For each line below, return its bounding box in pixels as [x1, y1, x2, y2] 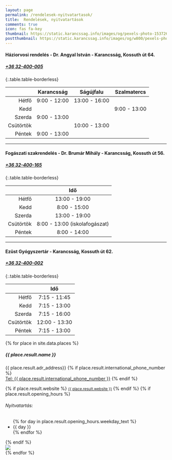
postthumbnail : [5, 36, 38, 41]
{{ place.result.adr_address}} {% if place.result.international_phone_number [5, 364, 165, 371]
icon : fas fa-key [5, 27, 42, 32]
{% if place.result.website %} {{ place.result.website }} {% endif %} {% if [5, 385, 151, 392]
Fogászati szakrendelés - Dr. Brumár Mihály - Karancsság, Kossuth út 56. [5, 150, 165, 156]
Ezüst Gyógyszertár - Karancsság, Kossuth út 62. [5, 248, 114, 255]
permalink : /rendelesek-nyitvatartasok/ [5, 12, 93, 17]
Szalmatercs [115, 88, 146, 96]
